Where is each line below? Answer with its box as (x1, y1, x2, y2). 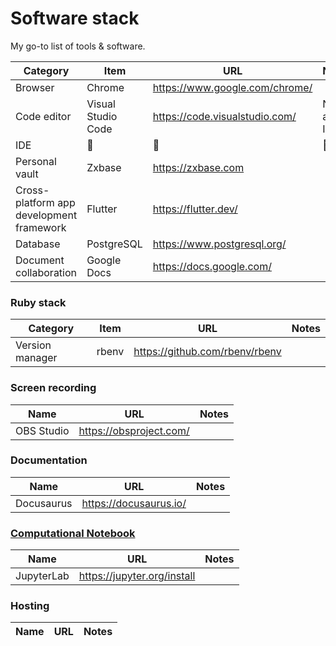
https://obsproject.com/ (78, 423, 190, 437)
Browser (15, 80, 55, 94)
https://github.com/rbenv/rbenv (133, 345, 282, 359)
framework (15, 220, 67, 234)
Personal (15, 154, 57, 168)
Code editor (15, 109, 72, 123)
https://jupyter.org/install (78, 569, 196, 583)
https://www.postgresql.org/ (152, 237, 287, 251)
